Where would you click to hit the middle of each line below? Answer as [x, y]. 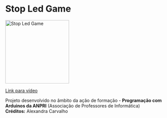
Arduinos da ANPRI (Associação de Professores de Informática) [73, 106]
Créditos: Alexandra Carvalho [37, 111]
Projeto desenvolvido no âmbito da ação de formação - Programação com [83, 100]
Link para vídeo [22, 90]
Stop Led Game [38, 9]
